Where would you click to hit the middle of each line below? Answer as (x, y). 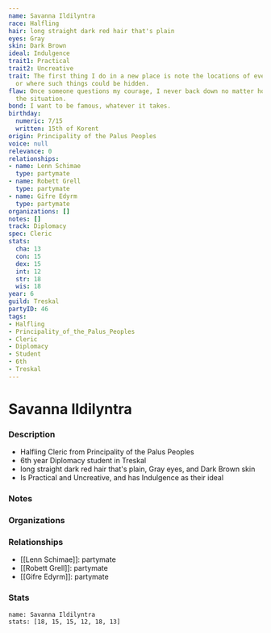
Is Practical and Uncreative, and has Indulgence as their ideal (122, 478)
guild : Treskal (34, 302)
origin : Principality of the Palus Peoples (83, 136)
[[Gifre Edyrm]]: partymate (64, 577)
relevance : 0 (30, 151)
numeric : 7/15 (39, 121)
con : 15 (29, 256)
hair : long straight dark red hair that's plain (92, 31)
